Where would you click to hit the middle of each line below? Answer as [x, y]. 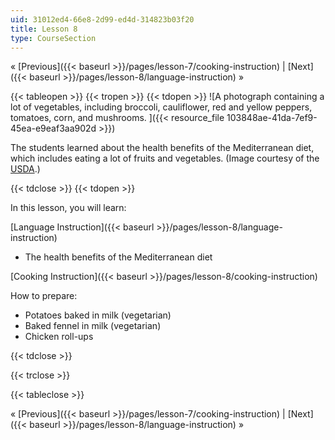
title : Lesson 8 [44, 29]
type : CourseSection [53, 38]
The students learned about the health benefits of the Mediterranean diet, [162, 148]
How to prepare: [44, 296]
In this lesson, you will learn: [68, 208]
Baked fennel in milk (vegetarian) [93, 326]
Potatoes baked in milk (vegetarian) [98, 315]
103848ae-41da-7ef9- [272, 118]
